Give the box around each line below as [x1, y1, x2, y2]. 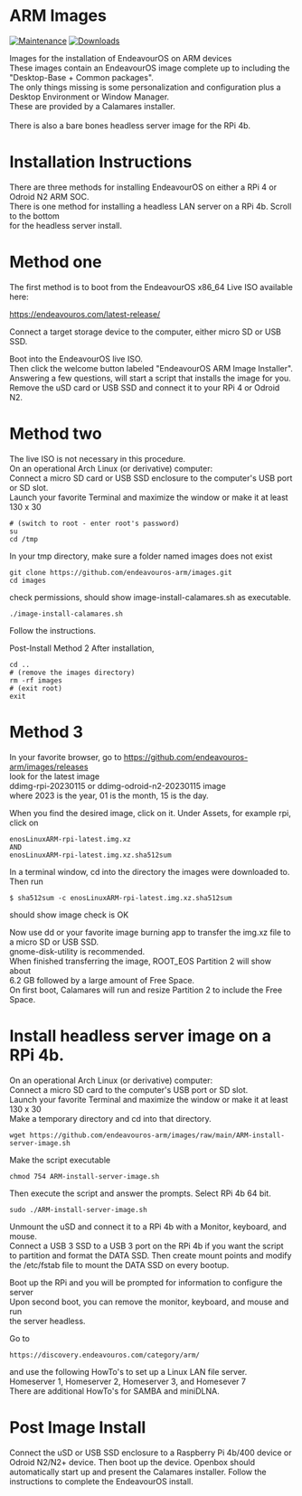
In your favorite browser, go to [9, 751, 122, 762]
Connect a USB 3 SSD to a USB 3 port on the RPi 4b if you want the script [9, 1240, 284, 1251]
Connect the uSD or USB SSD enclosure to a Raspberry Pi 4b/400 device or [9, 1447, 292, 1458]
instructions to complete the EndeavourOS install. [9, 1475, 193, 1487]
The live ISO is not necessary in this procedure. [9, 453, 186, 464]
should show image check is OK [9, 909, 129, 920]
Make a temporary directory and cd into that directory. [9, 1113, 212, 1124]
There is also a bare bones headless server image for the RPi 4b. [9, 119, 251, 131]
